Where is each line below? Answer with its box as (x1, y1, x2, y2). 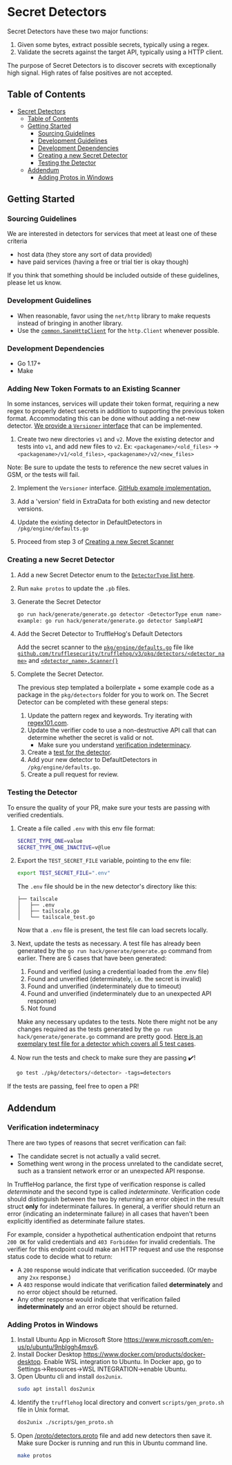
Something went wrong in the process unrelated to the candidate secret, (17, 1159, 224, 1167)
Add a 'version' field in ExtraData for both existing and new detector (17, 498, 211, 506)
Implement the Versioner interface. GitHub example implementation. (17, 484, 212, 492)
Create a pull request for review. (27, 770, 119, 779)
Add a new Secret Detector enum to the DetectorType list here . (17, 570, 195, 579)
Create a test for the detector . (27, 748, 112, 756)
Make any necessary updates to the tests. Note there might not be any (17, 1018, 218, 1026)
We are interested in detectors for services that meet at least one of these (7, 230, 217, 238)
